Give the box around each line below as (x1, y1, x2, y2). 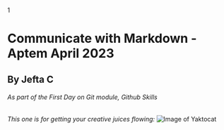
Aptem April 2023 (7, 46, 114, 62)
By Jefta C (7, 73, 54, 85)
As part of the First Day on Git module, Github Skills (7, 93, 158, 101)
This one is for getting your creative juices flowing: (7, 115, 155, 123)
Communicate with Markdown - (7, 31, 197, 46)
